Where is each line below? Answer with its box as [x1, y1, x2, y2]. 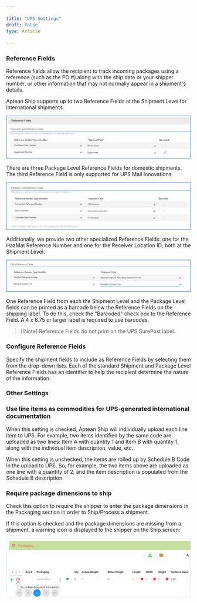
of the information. [6, 375, 51, 382]
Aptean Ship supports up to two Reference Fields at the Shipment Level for [6, 97, 187, 105]
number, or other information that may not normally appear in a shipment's [6, 80, 186, 87]
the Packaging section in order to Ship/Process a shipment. [6, 508, 150, 516]
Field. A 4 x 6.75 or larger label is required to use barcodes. [6, 316, 150, 324]
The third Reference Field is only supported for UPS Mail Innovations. [6, 171, 173, 178]
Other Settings [6, 389, 49, 397]
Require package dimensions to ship [6, 489, 112, 497]
